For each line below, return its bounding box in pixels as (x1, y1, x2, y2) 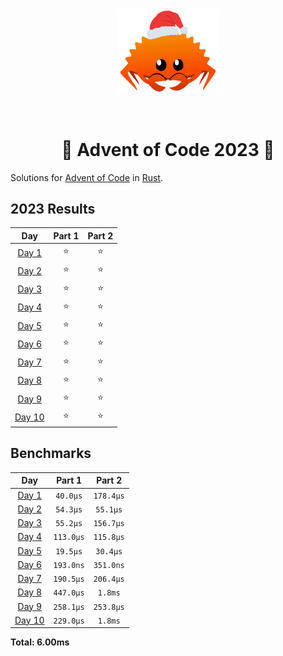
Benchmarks (10, 445, 92, 462)
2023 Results (10, 201, 96, 218)
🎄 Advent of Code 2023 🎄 (61, 138, 275, 161)
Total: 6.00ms (10, 636, 70, 648)
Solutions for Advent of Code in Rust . (10, 171, 163, 183)
